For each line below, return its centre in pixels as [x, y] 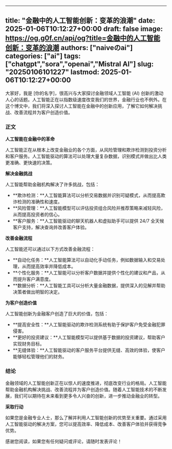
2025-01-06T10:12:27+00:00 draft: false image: [84, 29]
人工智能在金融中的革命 [30, 139]
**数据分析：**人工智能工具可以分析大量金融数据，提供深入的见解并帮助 [89, 286]
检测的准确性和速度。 [40, 202]
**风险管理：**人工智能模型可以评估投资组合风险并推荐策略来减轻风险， [89, 208]
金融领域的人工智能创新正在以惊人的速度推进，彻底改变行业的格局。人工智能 [86, 383]
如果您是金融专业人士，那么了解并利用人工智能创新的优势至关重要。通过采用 [86, 418]
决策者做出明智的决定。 [37, 292]
